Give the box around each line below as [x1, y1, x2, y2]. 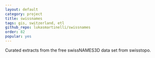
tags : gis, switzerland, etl [5, 20, 65, 26]
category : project [5, 12, 43, 16]
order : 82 [5, 29, 25, 34]
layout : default [5, 7, 38, 12]
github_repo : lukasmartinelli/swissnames [5, 25, 91, 30]
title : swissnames [5, 16, 43, 21]
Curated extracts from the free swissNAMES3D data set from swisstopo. [5, 47, 151, 53]
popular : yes [5, 34, 32, 39]
